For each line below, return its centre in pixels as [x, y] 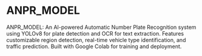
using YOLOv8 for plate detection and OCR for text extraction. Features [95, 33]
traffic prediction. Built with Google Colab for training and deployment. [94, 46]
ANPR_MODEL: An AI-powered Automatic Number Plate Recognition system [101, 27]
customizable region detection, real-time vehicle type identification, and [96, 40]
